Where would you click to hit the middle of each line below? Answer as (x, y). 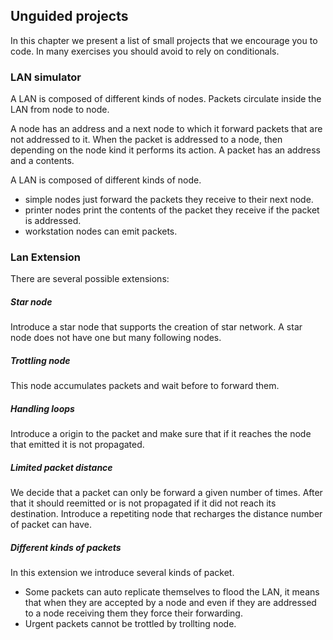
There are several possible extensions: (90, 279)
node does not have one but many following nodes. (116, 338)
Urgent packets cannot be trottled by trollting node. (130, 624)
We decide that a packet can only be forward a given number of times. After (166, 493)
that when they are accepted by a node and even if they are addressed (170, 603)
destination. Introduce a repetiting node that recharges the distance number (166, 514)
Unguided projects (69, 16)
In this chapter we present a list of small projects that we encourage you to (164, 40)
